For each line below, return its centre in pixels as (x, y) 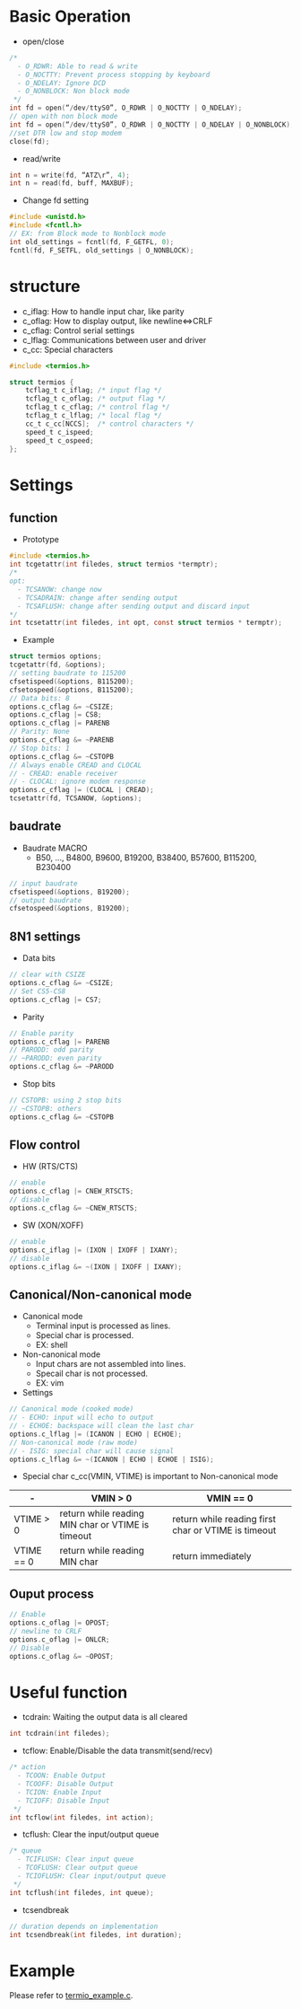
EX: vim (50, 1383)
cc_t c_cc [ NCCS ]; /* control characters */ (110, 424)
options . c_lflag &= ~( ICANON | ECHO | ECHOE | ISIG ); (112, 1459)
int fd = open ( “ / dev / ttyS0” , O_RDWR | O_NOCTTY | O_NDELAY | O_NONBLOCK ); (152, 124)
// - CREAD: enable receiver (64, 773)
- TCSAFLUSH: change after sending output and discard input (134, 606)
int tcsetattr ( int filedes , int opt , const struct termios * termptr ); (146, 623)
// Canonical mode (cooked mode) (72, 1409)
